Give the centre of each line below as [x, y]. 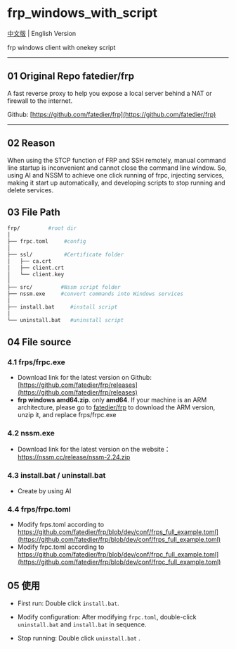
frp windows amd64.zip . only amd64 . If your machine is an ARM [112, 400]
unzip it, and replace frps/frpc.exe [67, 415]
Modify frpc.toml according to [61, 547]
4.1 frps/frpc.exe [36, 362]
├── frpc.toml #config [47, 242]
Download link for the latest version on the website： [94, 450]
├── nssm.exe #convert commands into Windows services [96, 294]
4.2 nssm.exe [31, 433]
